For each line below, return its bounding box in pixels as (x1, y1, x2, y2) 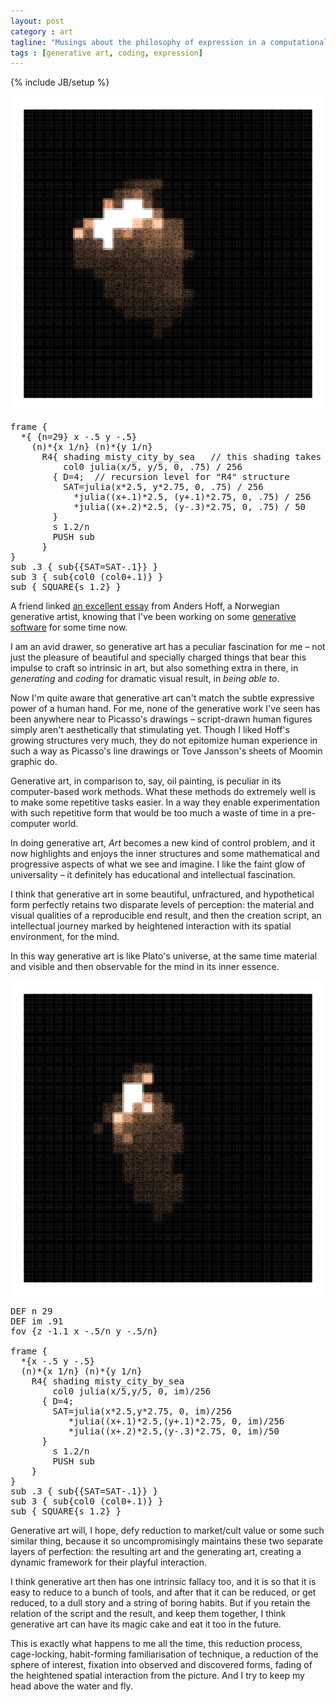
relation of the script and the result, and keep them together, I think (10, 1608, 287, 1620)
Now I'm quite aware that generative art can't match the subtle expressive (10, 692, 315, 704)
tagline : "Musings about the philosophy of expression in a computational (10, 37, 329, 47)
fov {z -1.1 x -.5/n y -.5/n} (10, 1326, 159, 1337)
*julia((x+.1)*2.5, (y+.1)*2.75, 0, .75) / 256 (73, 491, 312, 503)
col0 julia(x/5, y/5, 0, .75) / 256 (63, 461, 243, 473)
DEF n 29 (10, 1306, 53, 1317)
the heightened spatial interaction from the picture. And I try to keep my (10, 1670, 305, 1682)
